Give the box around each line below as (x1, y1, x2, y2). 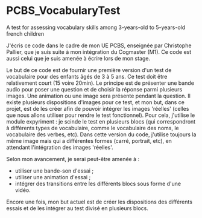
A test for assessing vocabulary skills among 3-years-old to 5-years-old (6, 24, 186, 31)
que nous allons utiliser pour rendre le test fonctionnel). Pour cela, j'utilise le (6, 111, 195, 119)
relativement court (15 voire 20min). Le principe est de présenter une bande (6, 79, 195, 87)
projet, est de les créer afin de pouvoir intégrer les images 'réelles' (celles (6, 105, 189, 112)
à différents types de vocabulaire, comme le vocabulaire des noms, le (6, 124, 179, 131)
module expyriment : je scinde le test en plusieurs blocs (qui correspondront (6, 117, 196, 125)
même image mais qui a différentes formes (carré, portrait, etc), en (6, 137, 172, 144)
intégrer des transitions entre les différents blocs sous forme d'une (14, 180, 181, 187)
